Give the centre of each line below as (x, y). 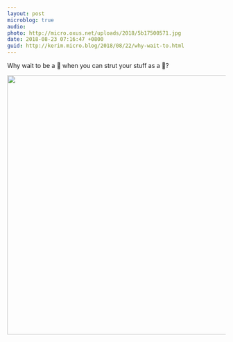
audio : (17, 26)
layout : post (26, 14)
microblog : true (31, 20)
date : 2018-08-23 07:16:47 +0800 (55, 40)
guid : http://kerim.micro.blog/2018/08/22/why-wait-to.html (96, 46)
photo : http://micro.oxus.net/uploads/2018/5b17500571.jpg (94, 33)
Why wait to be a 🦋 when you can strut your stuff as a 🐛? (88, 66)
